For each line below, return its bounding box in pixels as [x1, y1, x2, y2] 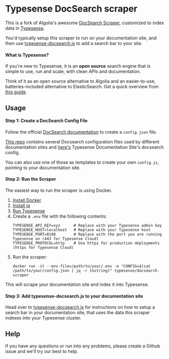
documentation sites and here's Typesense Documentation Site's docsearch [5, 144, 164, 150]
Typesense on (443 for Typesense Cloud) [12, 236, 99, 241]
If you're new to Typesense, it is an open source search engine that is [5, 63, 151, 69]
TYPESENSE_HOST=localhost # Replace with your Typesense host [12, 227, 151, 232]
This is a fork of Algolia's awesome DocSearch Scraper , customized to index [5, 20, 164, 26]
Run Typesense [12, 208, 45, 214]
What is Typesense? [5, 52, 49, 58]
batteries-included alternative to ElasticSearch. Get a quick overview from [5, 84, 159, 90]
